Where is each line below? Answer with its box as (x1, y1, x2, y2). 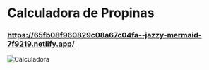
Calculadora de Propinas (7, 5, 155, 21)
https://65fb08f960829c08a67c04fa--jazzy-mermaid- (7, 30, 202, 40)
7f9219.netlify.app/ (7, 39, 76, 49)
